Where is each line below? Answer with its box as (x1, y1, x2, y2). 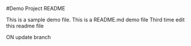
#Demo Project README (6, 5, 66, 12)
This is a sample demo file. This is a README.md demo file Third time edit (6, 16, 185, 23)
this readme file (6, 23, 44, 29)
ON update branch (6, 34, 51, 40)
